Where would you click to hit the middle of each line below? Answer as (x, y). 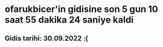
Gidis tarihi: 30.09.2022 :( (46, 38)
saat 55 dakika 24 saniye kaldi (69, 20)
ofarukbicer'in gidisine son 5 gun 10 (82, 9)
